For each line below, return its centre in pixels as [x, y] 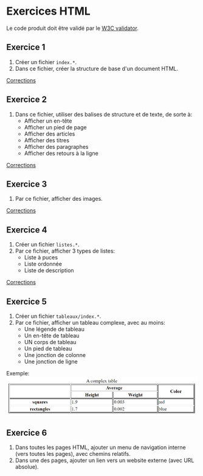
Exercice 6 [27, 432]
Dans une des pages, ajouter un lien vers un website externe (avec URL [105, 460]
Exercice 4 [27, 230]
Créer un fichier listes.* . [47, 245]
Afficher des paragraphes [56, 146]
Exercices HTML [49, 11]
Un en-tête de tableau [52, 336]
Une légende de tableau [54, 329]
